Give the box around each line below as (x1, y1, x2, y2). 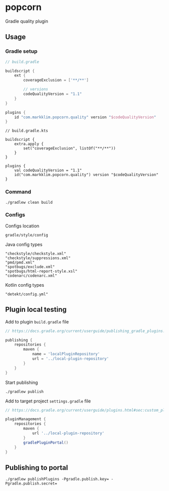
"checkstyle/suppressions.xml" (5, 256, 71, 261)
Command (5, 188, 31, 195)
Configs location (5, 223, 39, 229)
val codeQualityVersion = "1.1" (14, 168, 82, 173)
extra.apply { (14, 141, 44, 147)
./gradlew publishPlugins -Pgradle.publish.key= (5, 477, 109, 482)
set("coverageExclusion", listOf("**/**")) (23, 146, 116, 151)
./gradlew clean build (5, 200, 53, 205)
